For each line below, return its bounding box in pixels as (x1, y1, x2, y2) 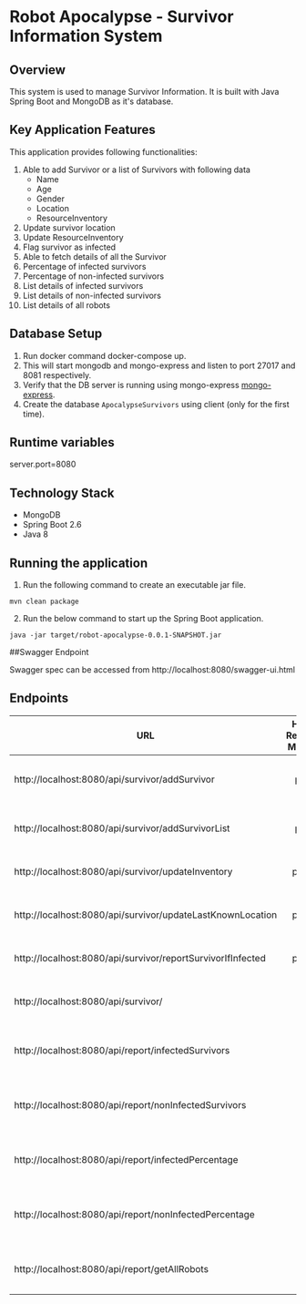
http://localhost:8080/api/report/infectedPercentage (14, 1153, 239, 1165)
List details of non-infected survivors (22, 290, 162, 301)
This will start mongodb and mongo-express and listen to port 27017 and (22, 360, 296, 371)
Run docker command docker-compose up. (22, 350, 187, 361)
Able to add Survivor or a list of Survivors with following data (22, 164, 250, 175)
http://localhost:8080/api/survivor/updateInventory (14, 865, 233, 878)
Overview (9, 62, 66, 77)
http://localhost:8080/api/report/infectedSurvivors (14, 1043, 230, 1056)
